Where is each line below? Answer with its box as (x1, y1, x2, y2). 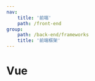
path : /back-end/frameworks (17, 32, 89, 38)
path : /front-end (17, 20, 62, 26)
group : (6, 26, 23, 33)
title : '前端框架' (17, 37, 61, 44)
